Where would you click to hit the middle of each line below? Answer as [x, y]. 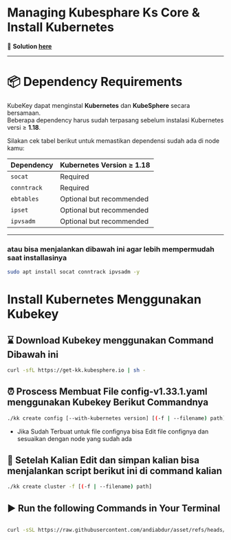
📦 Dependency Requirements [95, 82]
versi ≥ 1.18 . [24, 127]
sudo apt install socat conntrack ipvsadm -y [73, 272]
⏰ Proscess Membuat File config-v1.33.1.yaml [107, 392]
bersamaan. [24, 113]
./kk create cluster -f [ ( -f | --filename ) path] [80, 487]
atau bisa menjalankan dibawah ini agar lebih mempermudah [111, 249]
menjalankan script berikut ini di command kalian [114, 471]
